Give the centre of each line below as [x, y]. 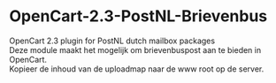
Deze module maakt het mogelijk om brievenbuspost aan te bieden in [135, 49]
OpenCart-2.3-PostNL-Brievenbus [138, 16]
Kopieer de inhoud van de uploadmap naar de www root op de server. [137, 69]
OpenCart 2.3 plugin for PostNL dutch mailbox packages [112, 41]
